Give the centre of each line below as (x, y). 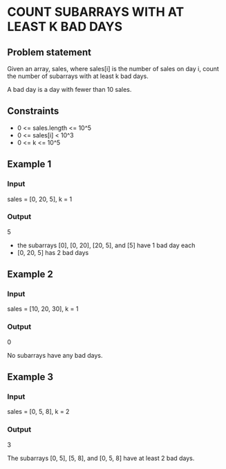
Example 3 (30, 377)
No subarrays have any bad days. (55, 355)
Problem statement (49, 52)
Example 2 (30, 275)
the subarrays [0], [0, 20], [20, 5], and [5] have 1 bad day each (106, 245)
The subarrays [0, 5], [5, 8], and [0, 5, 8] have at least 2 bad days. (101, 458)
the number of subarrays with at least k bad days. (78, 76)
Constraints (33, 111)
